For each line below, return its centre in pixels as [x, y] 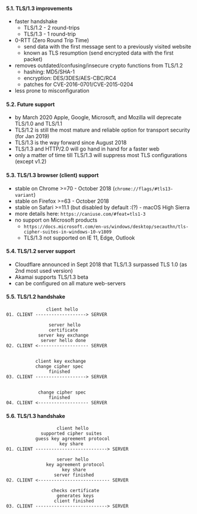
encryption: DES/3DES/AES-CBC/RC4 [70, 78]
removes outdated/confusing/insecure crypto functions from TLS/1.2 [99, 66]
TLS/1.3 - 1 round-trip [50, 34]
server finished [74, 475]
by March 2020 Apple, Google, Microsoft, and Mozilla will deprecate [98, 117]
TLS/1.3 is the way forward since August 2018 [71, 143]
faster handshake [36, 21]
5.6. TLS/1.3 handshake [36, 416]
